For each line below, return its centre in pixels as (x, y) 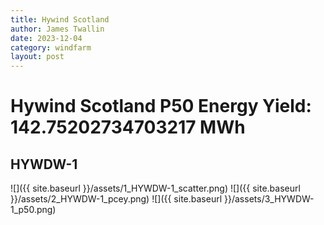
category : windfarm (51, 47)
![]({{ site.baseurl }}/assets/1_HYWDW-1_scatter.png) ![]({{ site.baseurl (155, 188)
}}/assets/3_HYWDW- (269, 199)
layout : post (37, 57)
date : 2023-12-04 (46, 38)
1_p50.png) (33, 210)
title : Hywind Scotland (60, 19)
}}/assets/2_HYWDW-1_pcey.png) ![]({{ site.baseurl (116, 199)
